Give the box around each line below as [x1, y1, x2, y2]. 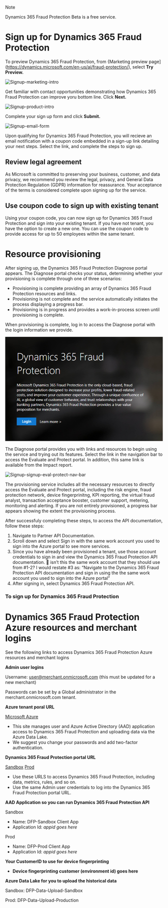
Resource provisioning [5, 248, 101, 260]
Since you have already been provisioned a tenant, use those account [12, 549, 156, 555]
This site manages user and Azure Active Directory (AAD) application [12, 723, 155, 729]
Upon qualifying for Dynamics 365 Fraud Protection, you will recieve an [5, 133, 152, 139]
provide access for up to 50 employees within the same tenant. [5, 231, 135, 237]
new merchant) [5, 679, 36, 685]
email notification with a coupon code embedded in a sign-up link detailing [5, 138, 159, 144]
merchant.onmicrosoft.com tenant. [5, 694, 76, 700]
